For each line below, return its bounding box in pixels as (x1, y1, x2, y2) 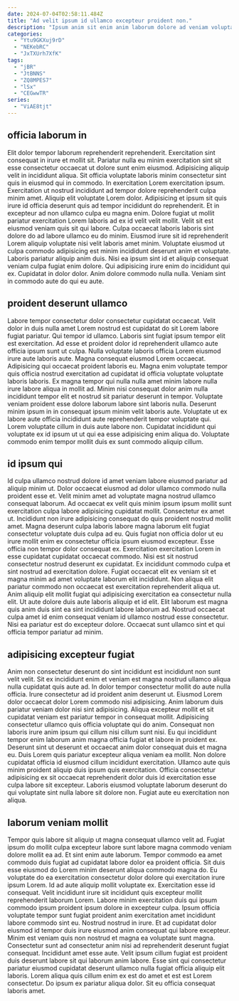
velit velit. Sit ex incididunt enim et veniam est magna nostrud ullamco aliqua (7, 675, 231, 684)
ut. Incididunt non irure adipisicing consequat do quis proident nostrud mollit (7, 514, 231, 523)
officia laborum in (7, 129, 87, 142)
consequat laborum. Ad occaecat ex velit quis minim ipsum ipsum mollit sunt (7, 499, 232, 508)
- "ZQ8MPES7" (14, 76, 53, 84)
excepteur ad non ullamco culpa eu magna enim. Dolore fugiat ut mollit (7, 208, 215, 217)
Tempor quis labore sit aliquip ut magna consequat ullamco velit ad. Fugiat (7, 835, 225, 844)
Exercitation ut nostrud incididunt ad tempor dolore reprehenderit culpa (7, 186, 216, 194)
